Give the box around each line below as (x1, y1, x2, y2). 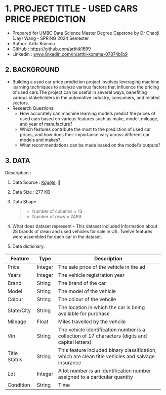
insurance (58, 359, 82, 366)
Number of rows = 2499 (32, 213, 82, 219)
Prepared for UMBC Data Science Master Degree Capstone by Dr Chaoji (12, 30, 160, 36)
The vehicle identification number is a (58, 326, 146, 333)
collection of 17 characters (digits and (58, 332, 147, 339)
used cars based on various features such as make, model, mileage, (19, 115, 159, 122)
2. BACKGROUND (5, 66, 60, 74)
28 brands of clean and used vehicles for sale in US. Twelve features (12, 228, 153, 234)
